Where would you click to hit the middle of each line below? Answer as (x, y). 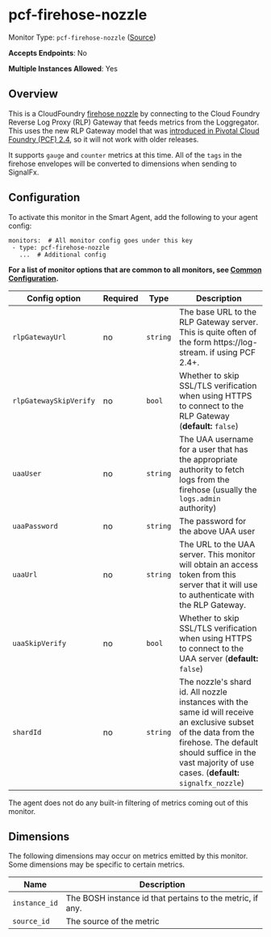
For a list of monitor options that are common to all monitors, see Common (135, 269)
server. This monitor (217, 554)
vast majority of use (217, 762)
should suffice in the (217, 752)
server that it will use (218, 585)
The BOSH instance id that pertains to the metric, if (162, 898)
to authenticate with (217, 594)
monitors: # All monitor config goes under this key (101, 240)
